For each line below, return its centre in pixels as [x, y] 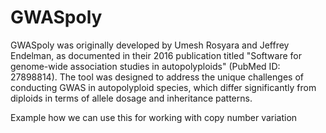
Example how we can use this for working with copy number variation [154, 117]
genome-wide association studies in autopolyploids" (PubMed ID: [145, 66]
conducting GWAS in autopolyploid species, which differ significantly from [163, 87]
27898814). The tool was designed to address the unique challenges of [157, 77]
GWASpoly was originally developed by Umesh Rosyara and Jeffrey [150, 45]
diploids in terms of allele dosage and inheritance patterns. [131, 98]
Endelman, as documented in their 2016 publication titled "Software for [156, 55]
